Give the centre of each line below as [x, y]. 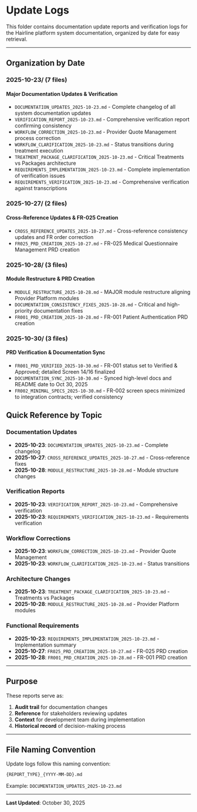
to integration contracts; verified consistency [69, 397]
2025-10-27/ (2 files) [37, 204]
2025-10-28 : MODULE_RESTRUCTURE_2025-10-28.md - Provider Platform [97, 604]
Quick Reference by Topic [54, 415]
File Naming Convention [51, 749]
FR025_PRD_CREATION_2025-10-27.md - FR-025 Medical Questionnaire [96, 243]
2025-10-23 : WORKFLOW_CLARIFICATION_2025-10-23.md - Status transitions [102, 564]
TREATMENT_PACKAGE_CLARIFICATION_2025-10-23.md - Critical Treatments [99, 157]
